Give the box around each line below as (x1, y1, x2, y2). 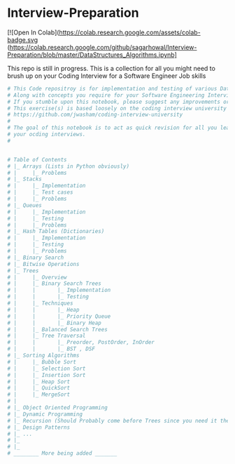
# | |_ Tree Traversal (7, 332, 86, 340)
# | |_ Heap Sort (7, 378, 71, 385)
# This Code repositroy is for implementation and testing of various (7, 85, 218, 92)
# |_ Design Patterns (7, 423, 71, 431)
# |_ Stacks (7, 175, 42, 183)
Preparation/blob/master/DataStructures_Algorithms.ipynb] (7, 51, 177, 59)
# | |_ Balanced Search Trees (7, 326, 108, 333)
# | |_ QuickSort (7, 385, 71, 392)
